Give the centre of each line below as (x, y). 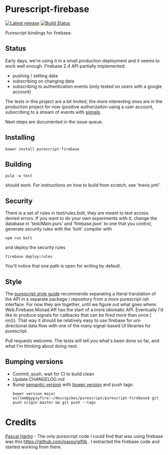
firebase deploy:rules (29, 257)
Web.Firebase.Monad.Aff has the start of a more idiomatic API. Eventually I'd (84, 310)
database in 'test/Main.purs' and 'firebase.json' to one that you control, (78, 223)
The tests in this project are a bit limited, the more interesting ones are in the (84, 101)
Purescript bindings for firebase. (39, 33)
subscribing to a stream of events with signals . (53, 112)
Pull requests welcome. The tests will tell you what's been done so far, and (82, 341)
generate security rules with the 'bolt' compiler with (58, 229)
